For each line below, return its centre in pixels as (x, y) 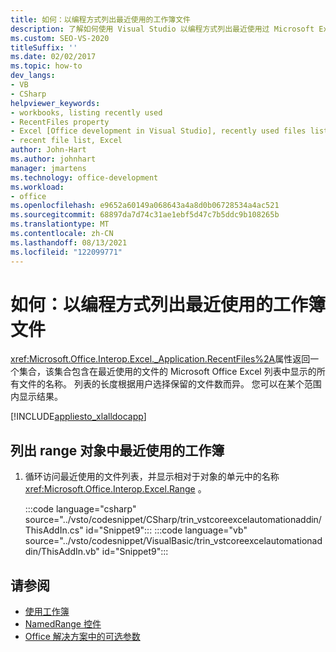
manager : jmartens (48, 168)
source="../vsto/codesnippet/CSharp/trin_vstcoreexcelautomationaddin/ (173, 520)
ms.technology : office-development (84, 177)
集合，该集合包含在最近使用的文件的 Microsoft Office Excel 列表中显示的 (167, 372)
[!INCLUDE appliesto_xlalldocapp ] (78, 417)
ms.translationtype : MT (60, 224)
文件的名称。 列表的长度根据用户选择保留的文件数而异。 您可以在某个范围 (170, 384)
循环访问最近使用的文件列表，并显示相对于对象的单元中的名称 (152, 477)
